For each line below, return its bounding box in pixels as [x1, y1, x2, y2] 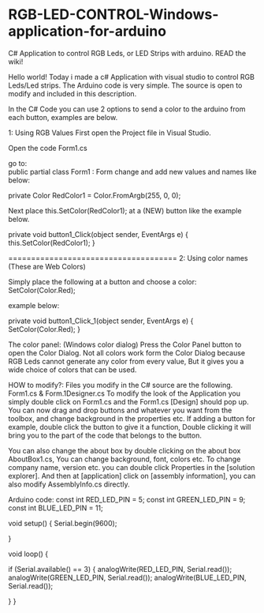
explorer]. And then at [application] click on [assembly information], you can [8, 471, 256, 480]
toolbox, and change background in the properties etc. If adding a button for [8, 413, 256, 423]
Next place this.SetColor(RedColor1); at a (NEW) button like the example [8, 205, 242, 215]
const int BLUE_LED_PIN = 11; [8, 503, 104, 513]
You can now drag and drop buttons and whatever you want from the [8, 405, 232, 415]
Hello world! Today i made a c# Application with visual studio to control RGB [8, 72, 255, 81]
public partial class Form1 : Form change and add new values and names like [8, 167, 257, 176]
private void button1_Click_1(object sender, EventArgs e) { [8, 316, 194, 325]
